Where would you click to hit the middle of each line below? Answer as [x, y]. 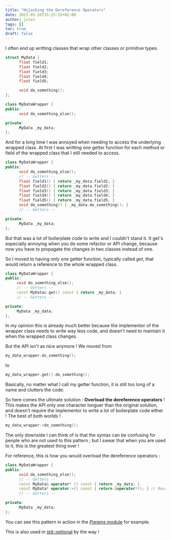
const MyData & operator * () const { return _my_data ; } [79, 484]
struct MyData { [22, 58]
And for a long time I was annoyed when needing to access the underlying [83, 142]
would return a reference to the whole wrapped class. [62, 264]
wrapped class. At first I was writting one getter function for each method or [85, 148]
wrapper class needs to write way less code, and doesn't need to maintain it [85, 331]
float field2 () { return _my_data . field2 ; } [67, 186]
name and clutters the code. [35, 390]
